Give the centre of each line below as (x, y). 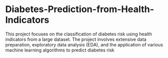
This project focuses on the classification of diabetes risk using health (79, 34)
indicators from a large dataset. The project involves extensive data (76, 39)
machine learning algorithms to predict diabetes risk (60, 50)
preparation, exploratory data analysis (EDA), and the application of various (84, 44)
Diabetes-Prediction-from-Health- (80, 9)
